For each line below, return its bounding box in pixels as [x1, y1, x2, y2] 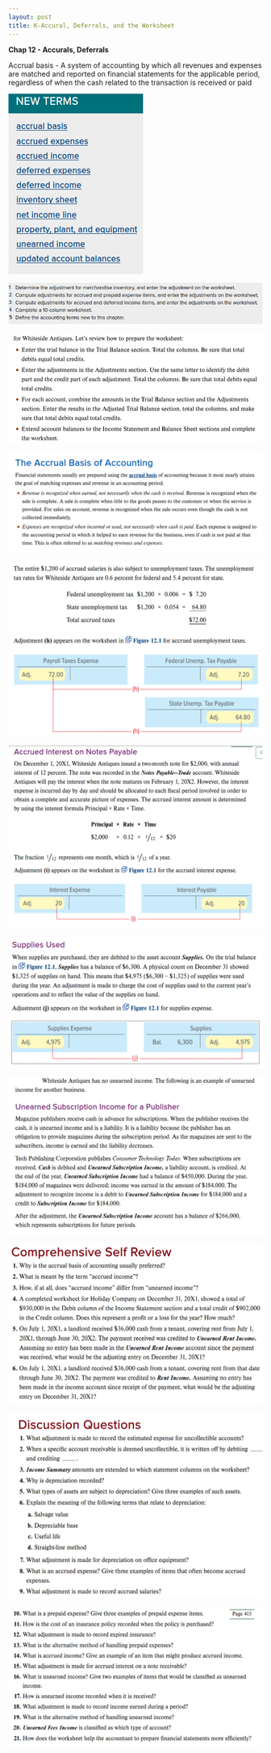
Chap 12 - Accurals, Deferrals [8, 44, 109, 54]
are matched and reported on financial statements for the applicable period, [8, 69, 261, 78]
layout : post [8, 13, 52, 21]
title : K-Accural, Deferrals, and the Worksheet [8, 21, 175, 30]
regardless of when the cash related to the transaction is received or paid [8, 77, 252, 87]
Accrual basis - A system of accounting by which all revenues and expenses [8, 60, 262, 70]
